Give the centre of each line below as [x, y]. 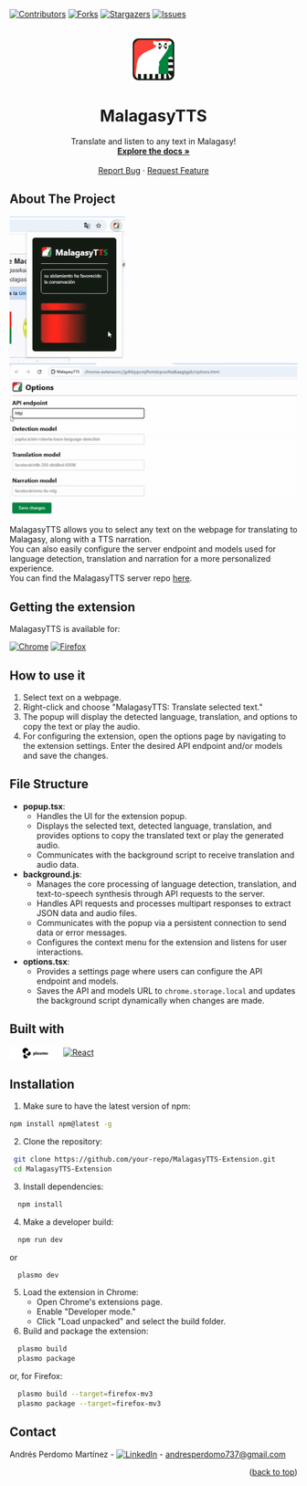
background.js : [52, 874]
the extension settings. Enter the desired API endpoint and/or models [153, 746]
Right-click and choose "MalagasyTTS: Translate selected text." [143, 707]
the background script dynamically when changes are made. [150, 1000]
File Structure [49, 784]
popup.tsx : [44, 806]
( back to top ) [273, 1471]
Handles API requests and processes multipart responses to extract [164, 903]
